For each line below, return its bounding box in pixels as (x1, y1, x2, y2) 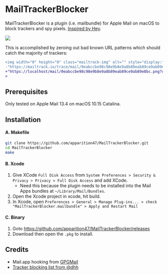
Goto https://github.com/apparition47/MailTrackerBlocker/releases (12, 225, 150, 231)
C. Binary (5, 214, 25, 220)
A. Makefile (5, 129, 29, 135)
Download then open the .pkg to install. (12, 231, 93, 237)
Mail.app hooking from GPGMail (12, 258, 78, 264)
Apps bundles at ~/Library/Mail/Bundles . (19, 188, 106, 194)
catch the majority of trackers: (5, 50, 67, 56)
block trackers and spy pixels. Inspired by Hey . (5, 25, 101, 31)
